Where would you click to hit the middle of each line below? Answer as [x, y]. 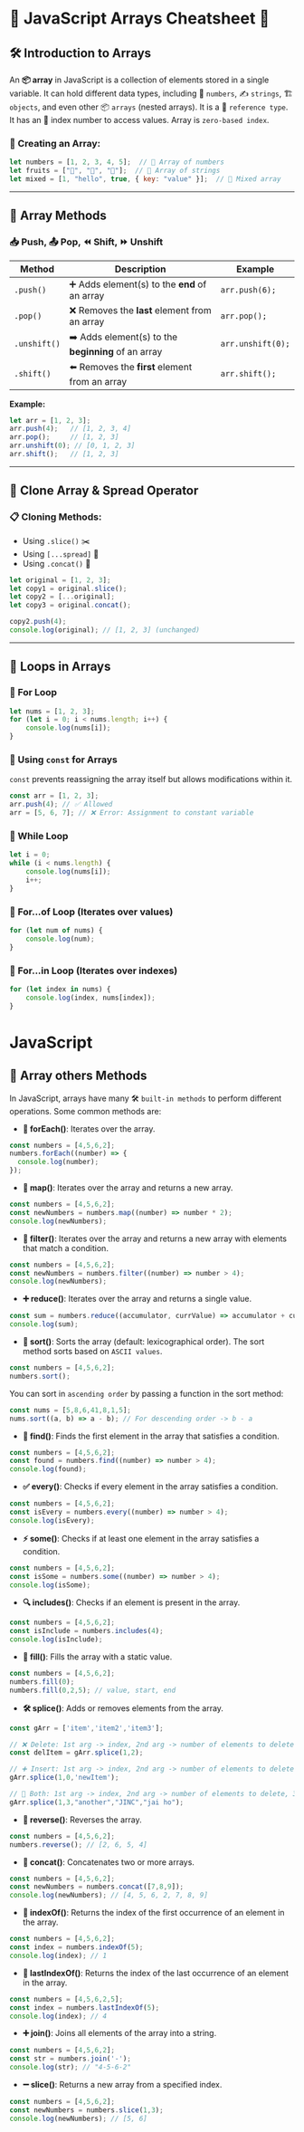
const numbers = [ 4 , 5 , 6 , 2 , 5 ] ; [66, 1999]
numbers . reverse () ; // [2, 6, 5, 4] [78, 1845]
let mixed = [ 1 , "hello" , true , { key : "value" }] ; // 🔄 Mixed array [145, 179]
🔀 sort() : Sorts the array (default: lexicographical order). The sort [143, 1342]
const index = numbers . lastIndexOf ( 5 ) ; [85, 2008]
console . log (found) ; [48, 1469]
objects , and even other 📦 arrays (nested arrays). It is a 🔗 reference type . [149, 107]
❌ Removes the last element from [140, 310]
